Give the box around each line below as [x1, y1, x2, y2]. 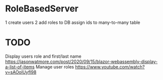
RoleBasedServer [5, 3, 79, 14]
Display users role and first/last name [5, 53, 81, 59]
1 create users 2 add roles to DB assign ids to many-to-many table [5, 19, 141, 25]
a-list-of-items [5, 64, 35, 70]
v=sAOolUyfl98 [5, 69, 37, 75]
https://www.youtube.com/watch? [75, 64, 145, 70]
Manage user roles [35, 64, 75, 70]
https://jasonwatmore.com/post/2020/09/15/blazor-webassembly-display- [5, 58, 158, 65]
